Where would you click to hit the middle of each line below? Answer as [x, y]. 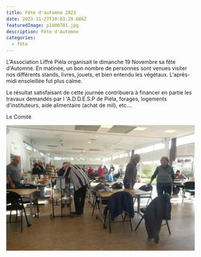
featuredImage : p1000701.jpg [42, 25]
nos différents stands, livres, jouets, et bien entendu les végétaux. [87, 74]
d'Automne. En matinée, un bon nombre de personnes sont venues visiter [97, 68]
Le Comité [19, 117]
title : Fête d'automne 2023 [41, 13]
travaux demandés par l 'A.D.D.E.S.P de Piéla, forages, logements [87, 99]
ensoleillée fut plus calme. [50, 81]
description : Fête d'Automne [42, 32]
